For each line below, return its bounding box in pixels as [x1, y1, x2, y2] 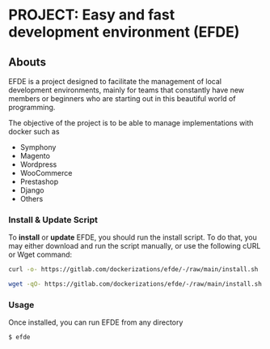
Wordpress [19, 160, 57, 169]
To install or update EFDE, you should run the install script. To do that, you [8, 232, 257, 242]
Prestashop [19, 177, 59, 186]
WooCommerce [19, 168, 73, 177]
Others [19, 194, 44, 203]
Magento [19, 151, 51, 160]
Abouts [8, 55, 47, 69]
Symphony [19, 143, 57, 151]
